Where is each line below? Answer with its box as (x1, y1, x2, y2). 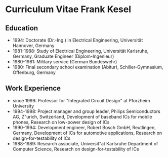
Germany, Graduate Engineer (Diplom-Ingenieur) (12, 53, 114, 59)
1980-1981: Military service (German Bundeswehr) (12, 59, 117, 64)
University (12, 103, 34, 109)
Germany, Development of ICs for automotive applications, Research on (12, 130, 162, 136)
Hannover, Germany (12, 43, 55, 49)
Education (5, 24, 38, 32)
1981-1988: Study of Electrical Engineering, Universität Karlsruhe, (12, 48, 149, 54)
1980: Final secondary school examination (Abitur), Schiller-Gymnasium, (12, 64, 163, 70)
